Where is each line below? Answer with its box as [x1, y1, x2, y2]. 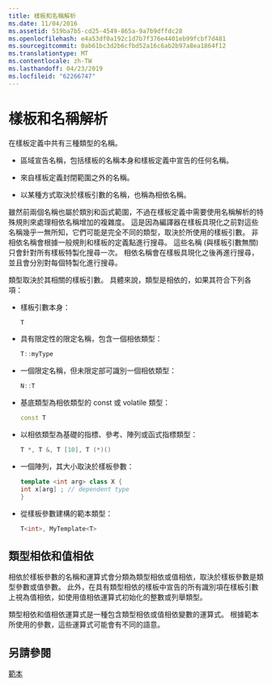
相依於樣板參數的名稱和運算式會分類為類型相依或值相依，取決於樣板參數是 [8, 572, 257, 582]
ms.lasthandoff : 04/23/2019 [8, 65, 104, 73]
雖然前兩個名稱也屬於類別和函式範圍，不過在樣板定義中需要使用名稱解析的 [8, 207, 257, 217]
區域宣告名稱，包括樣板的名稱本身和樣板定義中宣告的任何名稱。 [19, 155, 233, 165]
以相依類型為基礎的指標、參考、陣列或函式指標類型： [19, 430, 198, 439]
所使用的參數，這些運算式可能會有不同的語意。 [8, 620, 164, 629]
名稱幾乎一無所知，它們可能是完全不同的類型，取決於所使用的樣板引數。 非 [8, 227, 259, 237]
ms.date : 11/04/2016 [8, 19, 79, 28]
